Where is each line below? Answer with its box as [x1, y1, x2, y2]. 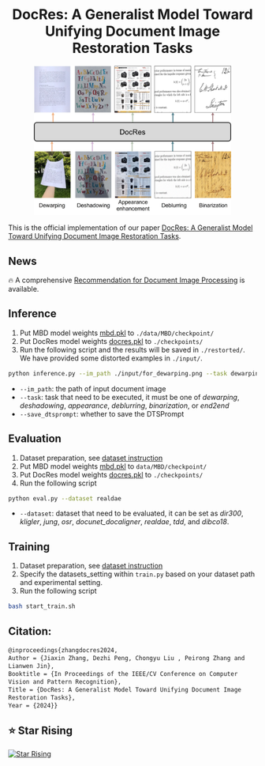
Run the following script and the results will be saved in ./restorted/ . [19, 345, 246, 354]
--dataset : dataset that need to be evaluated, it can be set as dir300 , [19, 508, 244, 519]
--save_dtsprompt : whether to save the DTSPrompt [19, 409, 185, 418]
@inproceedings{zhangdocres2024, [8, 646, 118, 654]
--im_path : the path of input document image [19, 383, 166, 393]
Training [8, 540, 50, 553]
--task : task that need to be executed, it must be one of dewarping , [19, 392, 240, 402]
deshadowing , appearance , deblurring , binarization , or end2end [19, 401, 230, 410]
